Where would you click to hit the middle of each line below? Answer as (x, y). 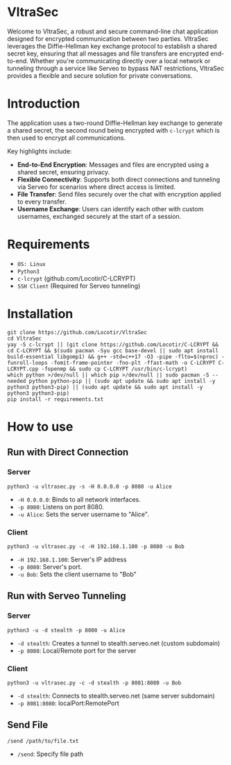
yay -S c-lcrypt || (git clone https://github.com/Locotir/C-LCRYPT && (113, 345)
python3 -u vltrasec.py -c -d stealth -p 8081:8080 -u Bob (94, 683)
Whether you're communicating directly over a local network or (120, 60)
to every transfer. (42, 201)
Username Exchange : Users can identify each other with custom (110, 208)
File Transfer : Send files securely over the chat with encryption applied (119, 194)
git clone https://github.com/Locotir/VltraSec (77, 332)
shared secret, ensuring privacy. (63, 172)
